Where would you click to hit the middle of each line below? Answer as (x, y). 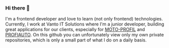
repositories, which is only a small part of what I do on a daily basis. (76, 40)
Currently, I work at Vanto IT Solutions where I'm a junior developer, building (85, 24)
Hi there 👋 (18, 8)
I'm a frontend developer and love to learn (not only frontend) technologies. (84, 19)
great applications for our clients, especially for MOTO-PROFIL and (75, 29)
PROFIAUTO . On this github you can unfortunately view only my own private (84, 35)
